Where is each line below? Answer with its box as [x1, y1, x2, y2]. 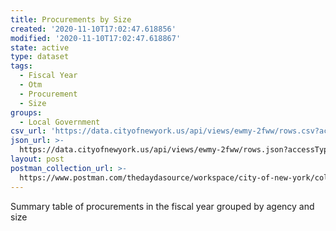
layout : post [10, 154, 65, 164]
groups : [10, 107, 43, 118]
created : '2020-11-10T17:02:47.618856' [10, 24, 177, 34]
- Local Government [19, 117, 101, 127]
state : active [10, 42, 70, 53]
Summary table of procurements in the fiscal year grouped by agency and [10, 200, 315, 212]
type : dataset [10, 52, 70, 62]
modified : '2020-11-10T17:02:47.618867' [10, 33, 182, 43]
